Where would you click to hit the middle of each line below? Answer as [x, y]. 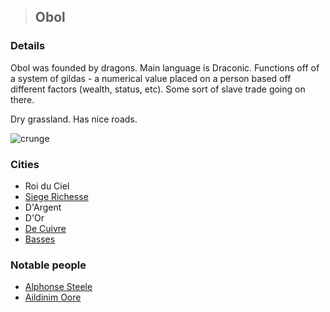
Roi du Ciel [47, 186]
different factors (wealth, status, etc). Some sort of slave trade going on [158, 89]
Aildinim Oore [53, 297]
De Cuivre [45, 228]
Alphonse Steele [58, 287]
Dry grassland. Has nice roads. [74, 119]
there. [22, 99]
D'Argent [43, 207]
